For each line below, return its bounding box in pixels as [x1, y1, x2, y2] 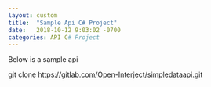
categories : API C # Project [8, 33, 100, 42]
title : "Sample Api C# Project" [8, 19, 118, 27]
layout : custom [8, 11, 58, 20]
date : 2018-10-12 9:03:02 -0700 [8, 26, 122, 34]
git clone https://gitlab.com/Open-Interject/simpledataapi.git [8, 70, 203, 79]
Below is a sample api [8, 55, 78, 64]
